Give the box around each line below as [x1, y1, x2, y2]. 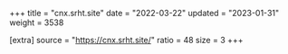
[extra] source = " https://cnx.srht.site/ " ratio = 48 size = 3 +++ [9, 35, 244, 45]
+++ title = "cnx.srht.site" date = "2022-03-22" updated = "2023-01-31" [9, 8, 279, 18]
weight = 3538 [9, 17, 64, 28]
